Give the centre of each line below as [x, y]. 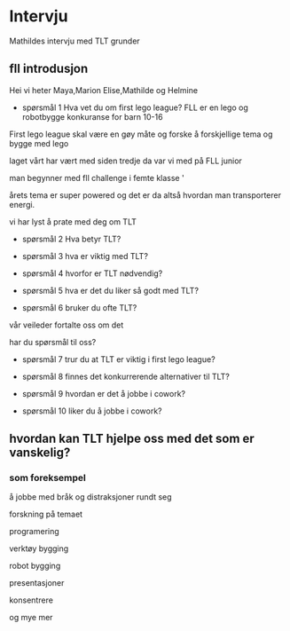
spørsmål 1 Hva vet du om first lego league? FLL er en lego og [135, 107]
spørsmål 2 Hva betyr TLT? [71, 239]
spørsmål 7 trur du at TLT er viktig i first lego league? [118, 359]
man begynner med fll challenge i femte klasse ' [97, 177]
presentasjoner [37, 583]
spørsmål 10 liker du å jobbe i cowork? [92, 411]
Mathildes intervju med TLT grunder [74, 41]
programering [34, 532]
